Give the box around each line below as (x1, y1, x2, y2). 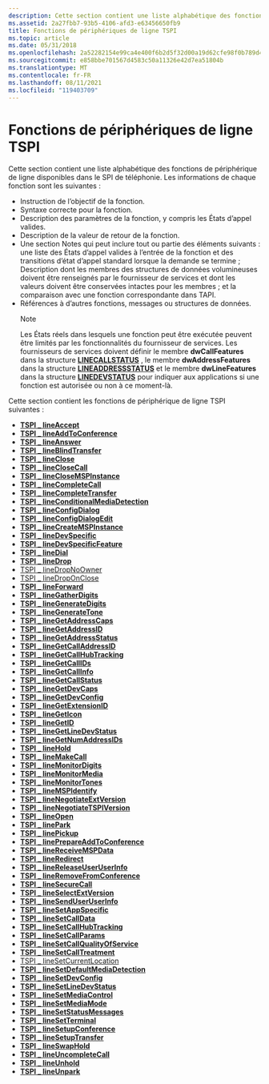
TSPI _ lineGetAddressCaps (19, 616, 114, 625)
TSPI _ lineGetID (19, 718, 74, 728)
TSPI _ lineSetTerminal (19, 1016, 96, 1026)
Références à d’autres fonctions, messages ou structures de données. (19, 299, 252, 308)
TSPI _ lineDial (19, 548, 69, 557)
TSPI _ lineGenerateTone (19, 608, 103, 617)
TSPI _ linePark (19, 820, 71, 829)
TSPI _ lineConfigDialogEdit (19, 514, 114, 524)
